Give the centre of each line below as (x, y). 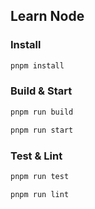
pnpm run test (40, 176)
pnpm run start (42, 130)
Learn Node (47, 16)
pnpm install (37, 65)
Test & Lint (36, 156)
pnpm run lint (40, 194)
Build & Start (41, 91)
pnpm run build (42, 112)
